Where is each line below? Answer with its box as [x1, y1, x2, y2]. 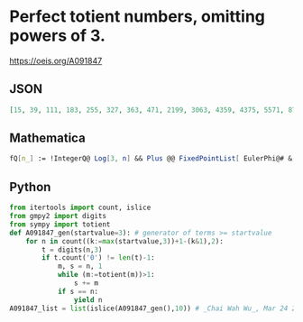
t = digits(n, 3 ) [41, 245, 103, 254]
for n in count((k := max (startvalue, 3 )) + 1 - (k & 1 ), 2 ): [25, 236, 224, 245]
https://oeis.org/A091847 [9, 55, 103, 66]
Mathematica [9, 131, 86, 146]
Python [9, 179, 51, 195]
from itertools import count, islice [9, 203, 151, 213]
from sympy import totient [9, 219, 111, 229]
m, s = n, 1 [57, 262, 103, 271]
